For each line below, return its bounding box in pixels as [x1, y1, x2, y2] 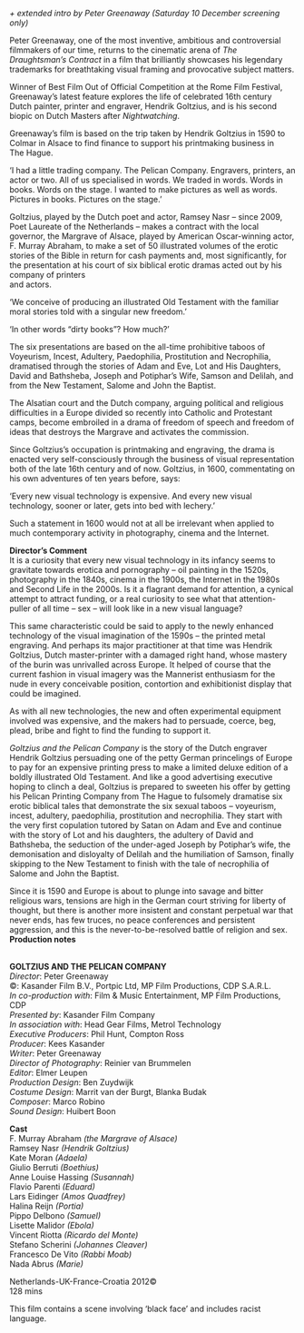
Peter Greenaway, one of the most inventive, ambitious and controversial [9, 35, 281, 45]
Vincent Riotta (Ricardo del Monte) [9, 1229, 139, 1240]
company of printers [9, 270, 86, 280]
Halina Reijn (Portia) [9, 1200, 84, 1211]
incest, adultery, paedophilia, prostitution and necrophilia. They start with [9, 810, 283, 821]
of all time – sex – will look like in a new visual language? [33, 603, 243, 614]
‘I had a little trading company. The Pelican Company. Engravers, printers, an [9, 165, 296, 175]
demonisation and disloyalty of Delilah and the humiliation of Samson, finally [9, 849, 295, 859]
